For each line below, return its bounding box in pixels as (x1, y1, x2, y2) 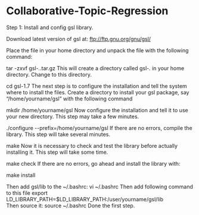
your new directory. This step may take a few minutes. (6, 113, 139, 120)
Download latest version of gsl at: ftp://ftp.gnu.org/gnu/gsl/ (6, 35, 151, 42)
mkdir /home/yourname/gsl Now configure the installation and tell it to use (6, 106, 189, 113)
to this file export (6, 189, 48, 197)
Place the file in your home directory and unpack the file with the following (6, 46, 189, 54)
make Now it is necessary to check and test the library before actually (6, 142, 178, 149)
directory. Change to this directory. (6, 71, 92, 78)
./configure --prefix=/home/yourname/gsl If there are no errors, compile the (6, 124, 192, 131)
